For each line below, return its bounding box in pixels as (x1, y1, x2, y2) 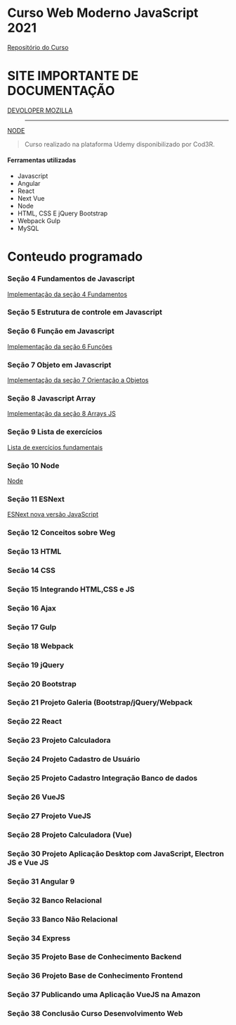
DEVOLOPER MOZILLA (7, 106, 73, 114)
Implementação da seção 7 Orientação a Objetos (7, 376, 149, 384)
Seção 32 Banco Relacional (7, 895, 102, 905)
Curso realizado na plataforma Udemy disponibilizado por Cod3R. (24, 139, 216, 149)
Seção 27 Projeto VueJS (7, 811, 91, 821)
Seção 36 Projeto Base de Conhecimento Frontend (7, 971, 183, 981)
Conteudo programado (7, 249, 143, 265)
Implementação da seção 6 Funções (7, 342, 112, 351)
